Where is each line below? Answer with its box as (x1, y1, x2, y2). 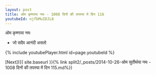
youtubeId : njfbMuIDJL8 (5, 16, 54, 21)
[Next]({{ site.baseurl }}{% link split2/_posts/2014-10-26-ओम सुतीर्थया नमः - (5, 59, 152, 65)
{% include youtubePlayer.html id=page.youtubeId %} (5, 50, 115, 56)
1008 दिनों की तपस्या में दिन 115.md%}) (5, 65, 73, 71)
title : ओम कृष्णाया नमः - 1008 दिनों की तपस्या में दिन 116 (5, 12, 105, 17)
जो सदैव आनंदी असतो (12, 40, 47, 46)
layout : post (5, 7, 32, 12)
